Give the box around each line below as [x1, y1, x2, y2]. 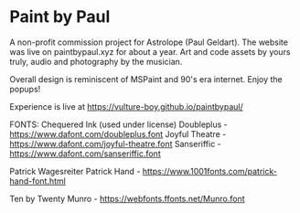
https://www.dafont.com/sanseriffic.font [9, 148, 162, 159]
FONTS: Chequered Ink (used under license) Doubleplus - [9, 119, 229, 130]
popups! [9, 83, 41, 94]
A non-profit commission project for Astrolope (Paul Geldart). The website [9, 37, 288, 48]
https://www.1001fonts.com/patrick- [142, 165, 277, 176]
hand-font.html [9, 176, 66, 186]
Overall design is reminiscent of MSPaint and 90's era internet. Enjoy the [9, 73, 283, 84]
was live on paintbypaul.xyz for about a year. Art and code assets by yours [9, 46, 291, 57]
